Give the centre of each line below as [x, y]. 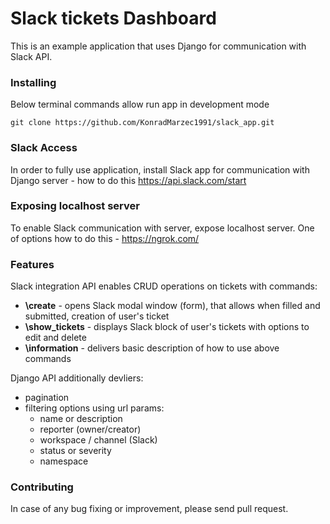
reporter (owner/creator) [90, 429]
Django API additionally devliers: [77, 378]
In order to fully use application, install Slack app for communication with [160, 169]
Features [32, 264]
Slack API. [31, 56]
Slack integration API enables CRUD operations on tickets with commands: [164, 286]
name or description [81, 419]
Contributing [42, 487]
